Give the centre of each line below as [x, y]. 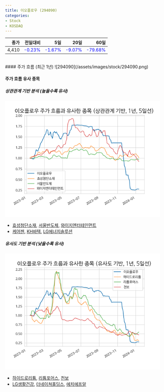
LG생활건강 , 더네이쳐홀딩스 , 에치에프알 [49, 384]
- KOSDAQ [14, 26]
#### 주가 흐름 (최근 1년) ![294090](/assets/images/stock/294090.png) [77, 67]
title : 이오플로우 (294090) [31, 10]
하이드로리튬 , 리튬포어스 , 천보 [41, 378]
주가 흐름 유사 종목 [23, 79]
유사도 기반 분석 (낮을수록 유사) [35, 243]
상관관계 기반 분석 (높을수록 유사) [37, 91]
